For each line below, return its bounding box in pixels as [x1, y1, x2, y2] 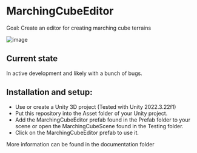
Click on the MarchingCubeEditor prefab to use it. [15, 129, 139, 136]
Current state [6, 53, 58, 64]
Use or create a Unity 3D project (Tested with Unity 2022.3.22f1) [15, 103, 176, 110]
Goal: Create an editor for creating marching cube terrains [6, 24, 152, 31]
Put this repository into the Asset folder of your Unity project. [15, 109, 168, 117]
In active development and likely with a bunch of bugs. [6, 70, 142, 77]
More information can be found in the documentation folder [6, 140, 155, 148]
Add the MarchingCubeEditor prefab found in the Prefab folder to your [15, 116, 191, 123]
